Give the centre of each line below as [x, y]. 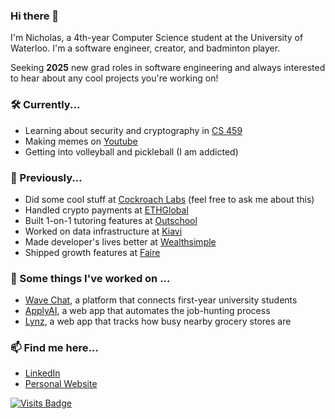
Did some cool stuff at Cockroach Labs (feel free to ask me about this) [169, 199]
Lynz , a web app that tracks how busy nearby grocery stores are [158, 321]
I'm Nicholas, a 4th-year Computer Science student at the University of [157, 38]
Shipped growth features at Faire [92, 252]
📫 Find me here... [54, 348]
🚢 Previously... [46, 177]
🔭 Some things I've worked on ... [90, 278]
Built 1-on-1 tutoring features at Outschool [111, 220]
